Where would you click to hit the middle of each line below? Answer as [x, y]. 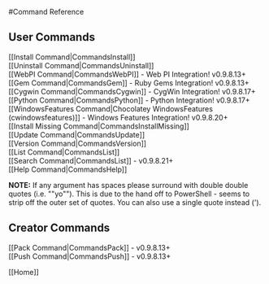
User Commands [52, 37]
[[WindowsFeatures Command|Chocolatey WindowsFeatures [111, 108]
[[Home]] [24, 272]
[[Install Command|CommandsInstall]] [72, 57]
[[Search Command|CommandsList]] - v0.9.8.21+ [91, 160]
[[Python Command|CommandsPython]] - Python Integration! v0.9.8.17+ [129, 100]
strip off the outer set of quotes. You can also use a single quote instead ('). [135, 202]
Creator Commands [59, 228]
